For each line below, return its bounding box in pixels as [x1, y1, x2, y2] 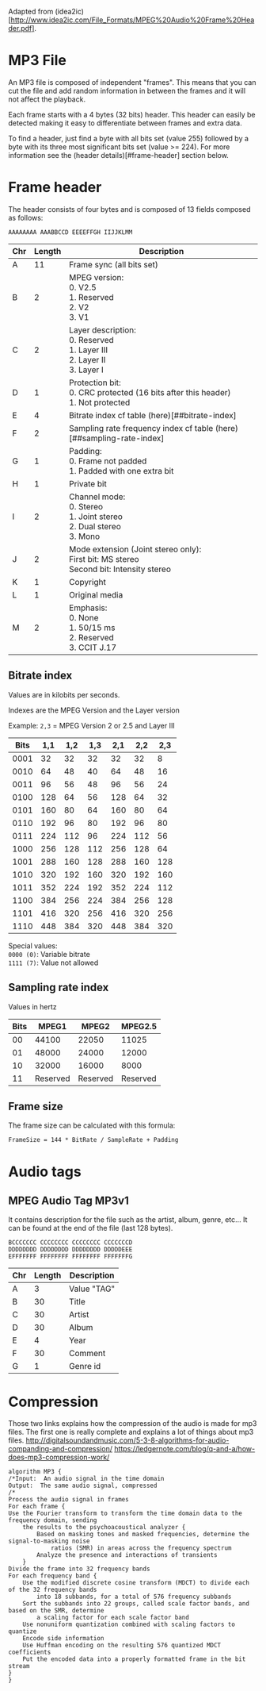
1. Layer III [68, 344, 108, 355]
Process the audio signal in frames [8, 1496, 129, 1504]
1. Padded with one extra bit [68, 465, 174, 476]
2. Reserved [68, 632, 115, 643]
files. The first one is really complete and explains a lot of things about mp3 [8, 1428, 254, 1437]
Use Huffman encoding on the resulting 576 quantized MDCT [22, 1642, 222, 1650]
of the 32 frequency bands [8, 1586, 97, 1594]
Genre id [68, 1361, 101, 1372]
